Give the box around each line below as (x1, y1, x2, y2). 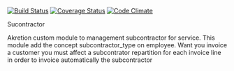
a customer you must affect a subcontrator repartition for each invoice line (7, 49, 221, 56)
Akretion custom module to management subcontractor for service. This (7, 33, 215, 42)
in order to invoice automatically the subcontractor (7, 56, 153, 64)
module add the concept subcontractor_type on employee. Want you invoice (7, 41, 228, 49)
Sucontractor (7, 20, 45, 28)
